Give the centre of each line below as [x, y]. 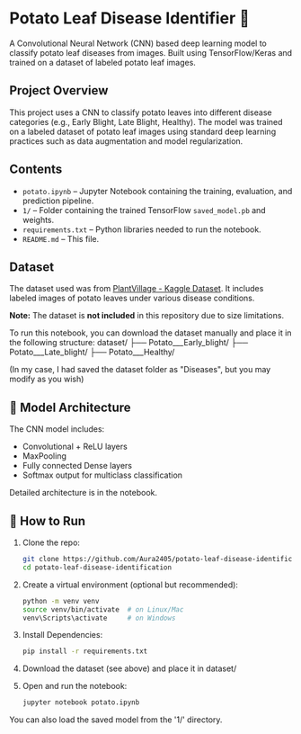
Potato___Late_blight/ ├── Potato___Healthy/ [92, 352]
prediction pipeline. [58, 201]
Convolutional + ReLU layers [75, 447]
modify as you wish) [47, 379]
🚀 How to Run [48, 521]
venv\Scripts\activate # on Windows [99, 618]
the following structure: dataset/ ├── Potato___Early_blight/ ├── [129, 343]
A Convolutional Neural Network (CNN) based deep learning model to [138, 43]
